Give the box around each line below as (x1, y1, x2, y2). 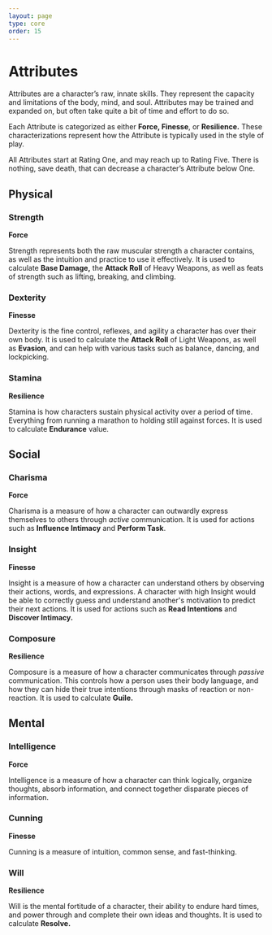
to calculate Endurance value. (8, 424, 110, 433)
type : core (8, 20, 45, 28)
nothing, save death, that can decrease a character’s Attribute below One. (8, 163, 256, 173)
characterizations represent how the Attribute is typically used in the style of (8, 131, 265, 141)
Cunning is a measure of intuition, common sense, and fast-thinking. (8, 846, 237, 856)
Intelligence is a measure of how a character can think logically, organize (8, 775, 253, 785)
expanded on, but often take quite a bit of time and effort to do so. (8, 107, 230, 116)
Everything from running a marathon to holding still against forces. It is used (8, 415, 262, 425)
